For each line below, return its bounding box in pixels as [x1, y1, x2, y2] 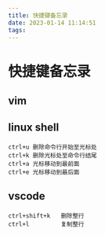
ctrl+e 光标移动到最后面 [8, 168, 80, 176]
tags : [8, 26, 26, 34]
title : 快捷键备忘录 [8, 11, 68, 20]
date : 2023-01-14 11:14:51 [8, 19, 96, 27]
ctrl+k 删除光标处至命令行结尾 [8, 151, 97, 160]
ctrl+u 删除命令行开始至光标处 [8, 143, 97, 151]
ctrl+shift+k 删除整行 [8, 211, 85, 220]
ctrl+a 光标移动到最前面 [8, 160, 80, 167]
